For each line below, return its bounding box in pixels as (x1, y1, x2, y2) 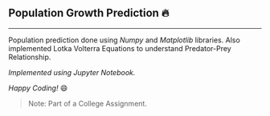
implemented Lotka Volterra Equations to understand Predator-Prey (8, 43, 231, 53)
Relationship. (8, 52, 51, 62)
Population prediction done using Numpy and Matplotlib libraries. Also (8, 35, 241, 45)
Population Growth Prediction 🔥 (8, 6, 170, 20)
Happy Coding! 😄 (8, 83, 68, 93)
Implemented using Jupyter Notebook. (8, 67, 136, 77)
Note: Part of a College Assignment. (27, 98, 147, 108)
